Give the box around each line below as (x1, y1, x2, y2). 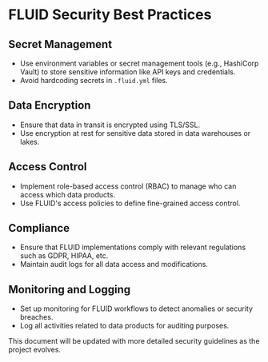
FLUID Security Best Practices (8, 6, 212, 24)
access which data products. (19, 189, 116, 199)
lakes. (19, 137, 40, 146)
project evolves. (8, 345, 62, 355)
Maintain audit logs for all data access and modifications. (19, 260, 208, 269)
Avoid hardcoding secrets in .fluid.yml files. (19, 76, 168, 85)
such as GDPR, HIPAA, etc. (19, 251, 109, 261)
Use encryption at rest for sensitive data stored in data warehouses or (19, 128, 251, 137)
